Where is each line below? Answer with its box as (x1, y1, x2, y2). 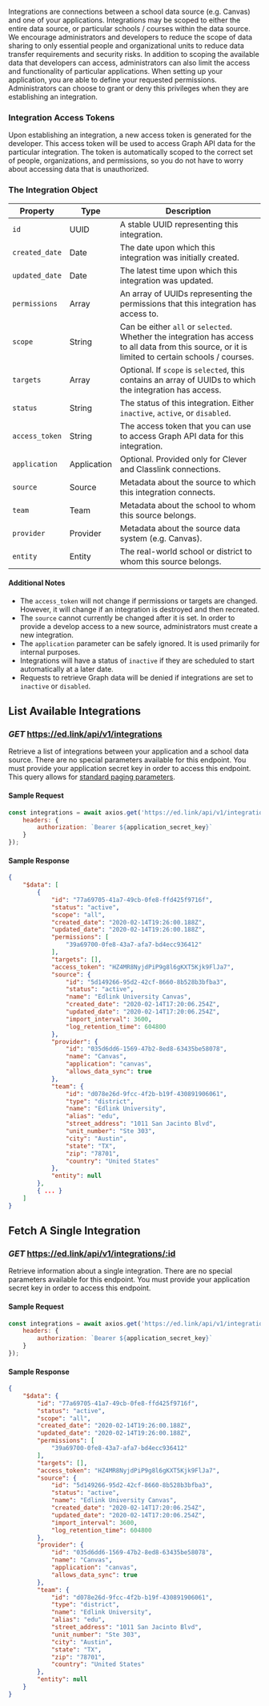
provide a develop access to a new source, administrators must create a (19, 621, 259, 631)
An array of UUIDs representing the (119, 288, 253, 299)
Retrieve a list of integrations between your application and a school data (8, 746, 250, 757)
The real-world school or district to (119, 546, 252, 557)
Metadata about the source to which (119, 477, 256, 488)
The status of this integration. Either (119, 397, 255, 408)
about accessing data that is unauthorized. (8, 165, 150, 174)
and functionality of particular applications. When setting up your (8, 67, 223, 75)
